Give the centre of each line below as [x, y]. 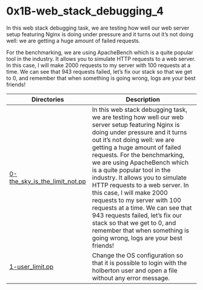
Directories [48, 99]
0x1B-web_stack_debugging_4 [85, 11]
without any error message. [131, 278]
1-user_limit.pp [31, 266]
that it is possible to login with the [140, 263]
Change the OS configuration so [138, 255]
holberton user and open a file [135, 270]
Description [143, 99]
